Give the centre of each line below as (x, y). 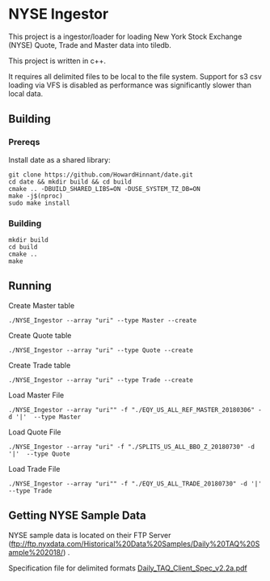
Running (30, 286)
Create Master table (42, 305)
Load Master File (36, 395)
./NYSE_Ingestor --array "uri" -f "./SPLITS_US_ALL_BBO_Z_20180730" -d (131, 447)
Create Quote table (40, 335)
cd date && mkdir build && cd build (70, 182)
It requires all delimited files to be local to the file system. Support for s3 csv (135, 76)
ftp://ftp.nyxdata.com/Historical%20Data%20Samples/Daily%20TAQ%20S (135, 544)
